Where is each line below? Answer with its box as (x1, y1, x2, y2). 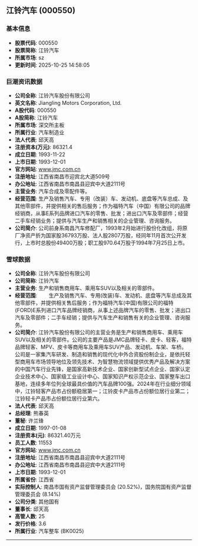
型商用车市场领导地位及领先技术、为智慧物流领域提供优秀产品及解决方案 (14, 358, 190, 365)
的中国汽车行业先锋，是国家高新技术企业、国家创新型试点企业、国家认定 (14, 366, 190, 373)
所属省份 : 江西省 (14, 476, 54, 483)
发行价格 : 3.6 (14, 520, 47, 527)
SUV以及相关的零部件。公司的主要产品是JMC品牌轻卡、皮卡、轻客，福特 (14, 336, 192, 343)
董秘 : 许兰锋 (14, 417, 44, 424)
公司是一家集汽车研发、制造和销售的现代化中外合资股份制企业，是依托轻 (14, 351, 190, 358)
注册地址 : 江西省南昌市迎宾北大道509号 (14, 173, 110, 180)
